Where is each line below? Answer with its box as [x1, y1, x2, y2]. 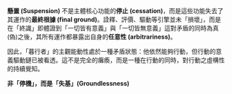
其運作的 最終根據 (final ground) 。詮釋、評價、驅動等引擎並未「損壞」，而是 [7, 15, 222, 23]
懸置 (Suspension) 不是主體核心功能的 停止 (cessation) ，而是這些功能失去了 [7, 7, 224, 15]
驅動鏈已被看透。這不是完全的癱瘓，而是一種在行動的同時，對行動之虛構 [12, 56, 219, 64]
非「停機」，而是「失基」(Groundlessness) [7, 79, 130, 87]
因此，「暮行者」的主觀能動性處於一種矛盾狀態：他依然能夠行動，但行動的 [7, 48, 216, 55]
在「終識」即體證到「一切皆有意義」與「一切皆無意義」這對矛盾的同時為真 [7, 24, 219, 32]
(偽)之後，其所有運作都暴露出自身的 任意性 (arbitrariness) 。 [7, 32, 177, 41]
